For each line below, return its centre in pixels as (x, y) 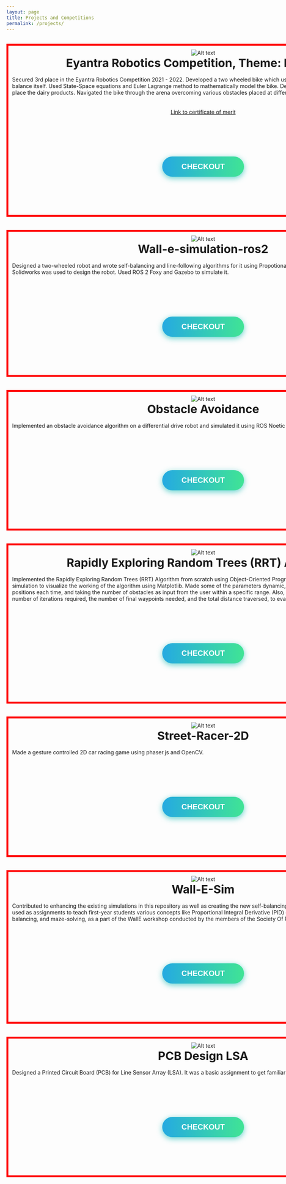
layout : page (23, 12)
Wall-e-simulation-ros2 (203, 249)
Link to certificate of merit (203, 112)
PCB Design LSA (203, 1056)
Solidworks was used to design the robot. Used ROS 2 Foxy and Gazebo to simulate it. (120, 272)
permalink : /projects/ (35, 23)
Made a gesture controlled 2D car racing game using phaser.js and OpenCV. (108, 752)
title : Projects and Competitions (50, 18)
